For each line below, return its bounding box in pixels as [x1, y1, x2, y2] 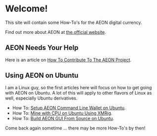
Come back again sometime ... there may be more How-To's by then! [5, 125, 146, 131]
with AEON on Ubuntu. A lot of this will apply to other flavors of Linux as [5, 90, 152, 96]
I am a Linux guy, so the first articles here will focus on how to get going [5, 84, 152, 90]
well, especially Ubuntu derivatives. [5, 95, 78, 101]
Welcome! [5, 3, 48, 14]
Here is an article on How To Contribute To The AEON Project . [5, 57, 132, 63]
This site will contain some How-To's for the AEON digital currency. [5, 19, 142, 25]
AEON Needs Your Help [5, 43, 79, 52]
